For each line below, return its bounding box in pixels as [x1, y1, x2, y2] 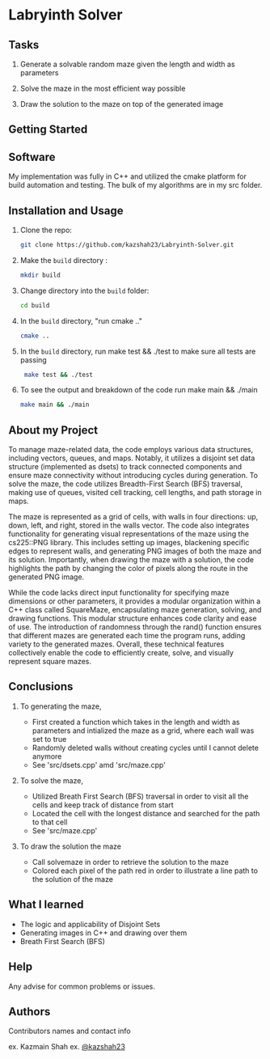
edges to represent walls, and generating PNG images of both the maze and [8, 546, 262, 556]
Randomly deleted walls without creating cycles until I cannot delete [32, 743, 259, 752]
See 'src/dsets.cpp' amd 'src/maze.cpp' [32, 760, 166, 769]
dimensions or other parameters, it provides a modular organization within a [8, 596, 261, 606]
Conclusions [8, 680, 74, 693]
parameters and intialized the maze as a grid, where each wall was [32, 726, 255, 735]
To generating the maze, [19, 701, 102, 711]
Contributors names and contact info [8, 1026, 131, 1036]
